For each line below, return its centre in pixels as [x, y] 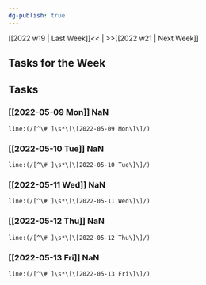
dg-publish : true [37, 15]
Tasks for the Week [57, 63]
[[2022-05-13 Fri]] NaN [54, 257]
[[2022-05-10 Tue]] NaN [56, 149]
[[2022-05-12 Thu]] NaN [56, 221]
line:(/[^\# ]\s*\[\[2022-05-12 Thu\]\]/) [79, 237]
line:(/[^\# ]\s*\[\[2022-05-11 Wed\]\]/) [79, 201]
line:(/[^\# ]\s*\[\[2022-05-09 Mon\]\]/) [79, 129]
